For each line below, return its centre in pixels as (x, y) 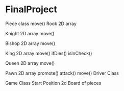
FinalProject (31, 9)
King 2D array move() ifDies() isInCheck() (49, 53)
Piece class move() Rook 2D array (41, 24)
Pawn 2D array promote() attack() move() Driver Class (62, 73)
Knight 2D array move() (30, 33)
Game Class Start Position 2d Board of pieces (53, 83)
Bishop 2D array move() (30, 43)
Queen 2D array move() (30, 63)
